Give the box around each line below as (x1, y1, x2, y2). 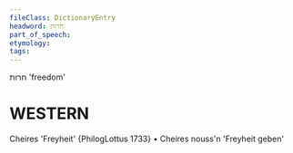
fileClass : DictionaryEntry (9, 13, 116, 23)
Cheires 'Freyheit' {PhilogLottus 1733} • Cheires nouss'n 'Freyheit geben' (9, 133, 285, 145)
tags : (9, 47, 30, 56)
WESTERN (9, 103, 89, 124)
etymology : (9, 38, 51, 48)
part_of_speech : (9, 30, 71, 39)
